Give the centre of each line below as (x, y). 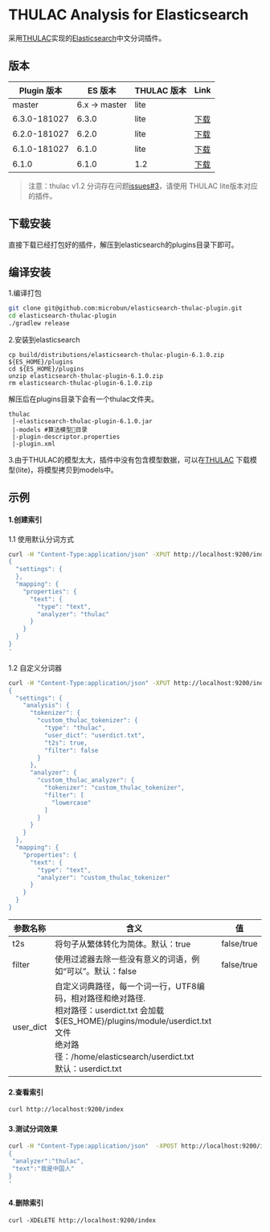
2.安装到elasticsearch (44, 340)
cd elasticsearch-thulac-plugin (62, 316)
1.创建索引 (25, 519)
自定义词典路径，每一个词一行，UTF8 (126, 986)
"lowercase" (71, 803)
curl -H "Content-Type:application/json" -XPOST (93, 1146)
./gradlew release (39, 323)
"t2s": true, (66, 743)
